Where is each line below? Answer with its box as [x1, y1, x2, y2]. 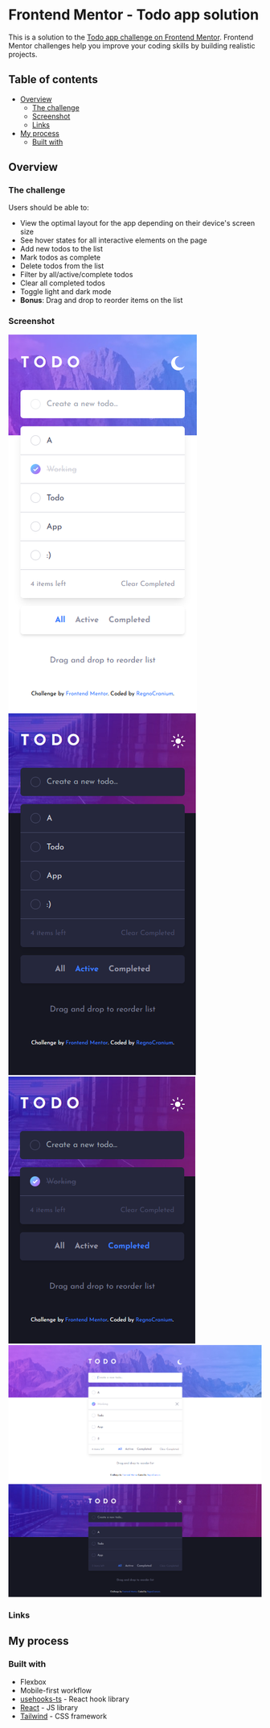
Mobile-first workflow [19, 1685, 92, 1695]
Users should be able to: [8, 203, 90, 213]
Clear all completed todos [19, 278, 106, 288]
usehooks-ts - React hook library [19, 1694, 130, 1704]
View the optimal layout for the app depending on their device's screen [19, 218, 256, 228]
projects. [8, 49, 38, 59]
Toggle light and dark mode [19, 287, 112, 297]
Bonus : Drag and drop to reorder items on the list [19, 296, 183, 305]
